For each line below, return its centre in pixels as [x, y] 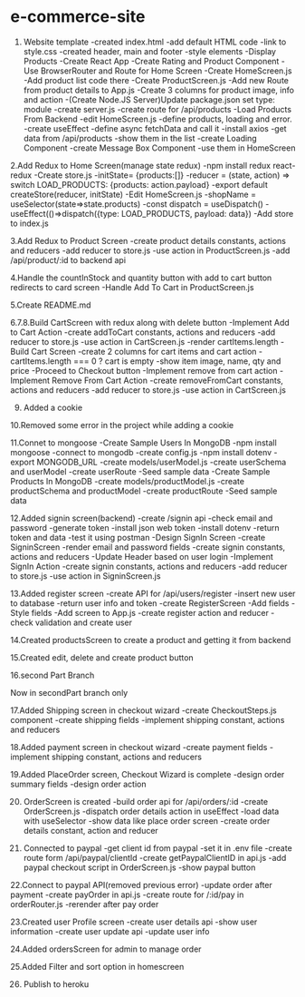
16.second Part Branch [52, 675]
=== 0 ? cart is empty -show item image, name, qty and [177, 361]
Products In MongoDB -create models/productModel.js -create [128, 481]
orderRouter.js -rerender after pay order [85, 904]
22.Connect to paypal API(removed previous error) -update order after [141, 885]
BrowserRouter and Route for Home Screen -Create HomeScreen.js [166, 71]
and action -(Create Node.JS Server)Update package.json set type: [149, 99]
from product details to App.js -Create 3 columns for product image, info [159, 90]
